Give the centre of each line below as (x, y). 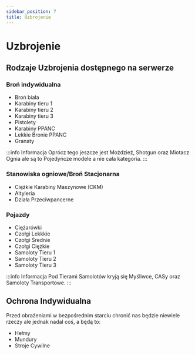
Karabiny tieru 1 (33, 104)
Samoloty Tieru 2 (36, 258)
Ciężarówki (28, 227)
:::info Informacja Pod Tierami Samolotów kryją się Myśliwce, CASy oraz (93, 276)
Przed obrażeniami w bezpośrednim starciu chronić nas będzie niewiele (93, 315)
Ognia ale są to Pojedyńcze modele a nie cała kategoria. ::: (77, 159)
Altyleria (25, 193)
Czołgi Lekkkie (32, 234)
